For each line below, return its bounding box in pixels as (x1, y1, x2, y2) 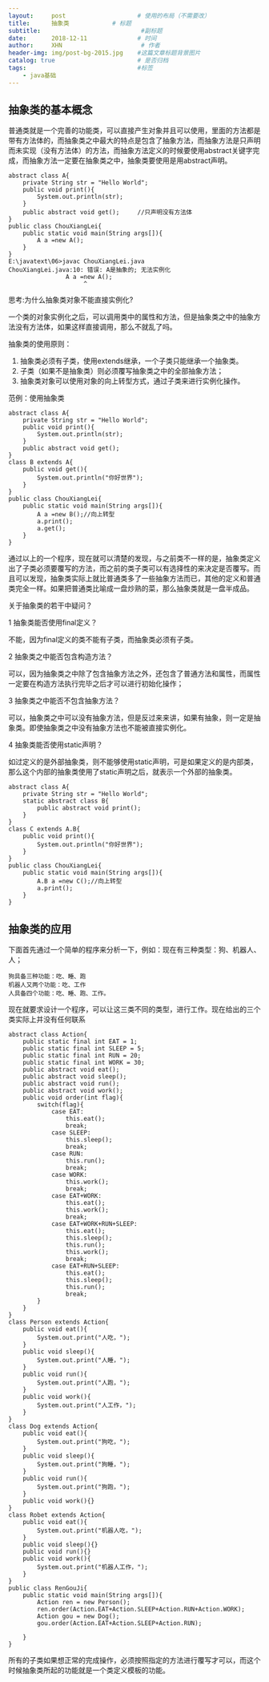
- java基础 (22, 71, 57, 79)
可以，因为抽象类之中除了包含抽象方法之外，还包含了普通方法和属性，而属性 (8, 669, 261, 678)
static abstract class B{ (22, 797, 110, 806)
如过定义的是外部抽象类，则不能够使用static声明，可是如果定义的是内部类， (8, 757, 258, 766)
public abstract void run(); (22, 1080, 120, 1088)
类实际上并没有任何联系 (8, 1015, 86, 1025)
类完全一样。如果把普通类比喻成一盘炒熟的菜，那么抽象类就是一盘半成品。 (8, 584, 254, 593)
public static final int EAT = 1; (22, 1037, 138, 1046)
